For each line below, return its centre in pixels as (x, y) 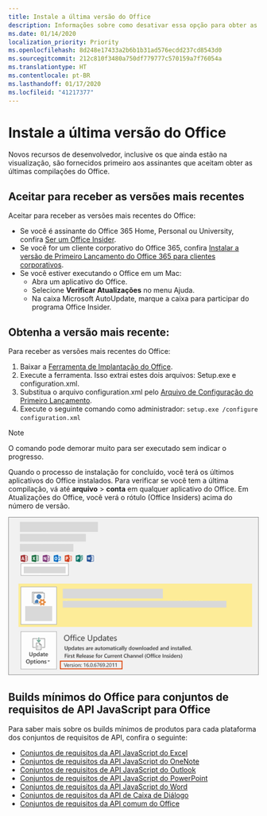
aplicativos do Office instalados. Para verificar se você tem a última (118, 480)
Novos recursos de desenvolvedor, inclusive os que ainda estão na (118, 154)
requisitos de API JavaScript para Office (109, 710)
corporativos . (42, 265)
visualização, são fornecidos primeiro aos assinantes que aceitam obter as (130, 163)
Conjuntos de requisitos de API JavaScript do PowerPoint (114, 778)
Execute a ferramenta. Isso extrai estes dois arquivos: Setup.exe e (128, 375)
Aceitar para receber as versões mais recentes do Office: (102, 216)
